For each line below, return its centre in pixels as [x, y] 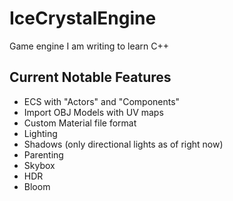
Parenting [43, 154]
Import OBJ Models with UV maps [93, 112]
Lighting [40, 133]
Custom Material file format [80, 123]
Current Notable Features [90, 77]
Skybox [39, 165]
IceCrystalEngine [83, 18]
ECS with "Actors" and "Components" [102, 101]
